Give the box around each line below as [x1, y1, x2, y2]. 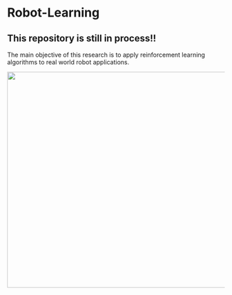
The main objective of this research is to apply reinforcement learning [7, 50, 206, 59]
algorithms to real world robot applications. [7, 58, 130, 66]
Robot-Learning [7, 5, 100, 21]
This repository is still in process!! [7, 32, 157, 44]
